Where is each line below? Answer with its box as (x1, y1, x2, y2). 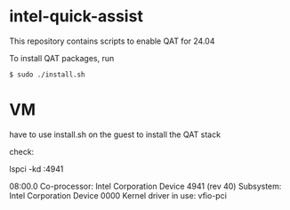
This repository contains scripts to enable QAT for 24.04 (9, 36, 215, 46)
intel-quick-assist (9, 6, 144, 27)
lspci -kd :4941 (9, 163, 64, 174)
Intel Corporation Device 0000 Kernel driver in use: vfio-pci (9, 190, 227, 201)
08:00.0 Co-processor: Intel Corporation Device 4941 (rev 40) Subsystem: (9, 181, 282, 191)
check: (9, 146, 35, 157)
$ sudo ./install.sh (9, 69, 86, 79)
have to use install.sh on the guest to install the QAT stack (9, 129, 221, 140)
